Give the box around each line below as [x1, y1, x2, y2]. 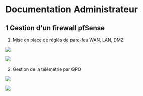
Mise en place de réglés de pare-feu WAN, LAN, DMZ [12, 37, 124, 43]
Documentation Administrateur [5, 4, 138, 15]
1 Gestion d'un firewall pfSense [5, 24, 105, 32]
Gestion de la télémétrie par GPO [12, 66, 82, 72]
